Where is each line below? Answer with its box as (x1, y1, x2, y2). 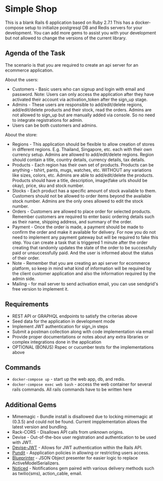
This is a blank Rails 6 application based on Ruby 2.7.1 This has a (5, 19, 134, 25)
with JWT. (12, 440, 33, 445)
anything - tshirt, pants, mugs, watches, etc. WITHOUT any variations (12, 167, 152, 173)
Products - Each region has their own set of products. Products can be (12, 162, 154, 167)
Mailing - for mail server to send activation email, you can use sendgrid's (12, 281, 159, 287)
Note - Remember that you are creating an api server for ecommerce (12, 260, 150, 266)
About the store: (5, 131, 37, 137)
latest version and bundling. (12, 424, 68, 430)
